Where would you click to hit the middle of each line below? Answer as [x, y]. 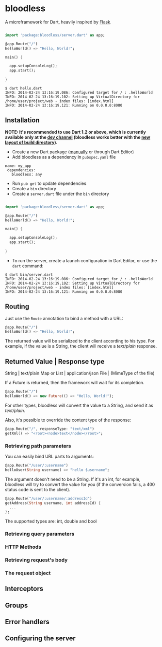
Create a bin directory [34, 188]
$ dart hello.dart [24, 88]
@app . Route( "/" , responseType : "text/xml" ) [50, 429]
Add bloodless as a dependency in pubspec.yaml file [64, 157]
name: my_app [18, 166]
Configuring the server [40, 638]
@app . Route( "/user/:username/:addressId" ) [49, 498]
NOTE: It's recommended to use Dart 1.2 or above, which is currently [76, 132]
